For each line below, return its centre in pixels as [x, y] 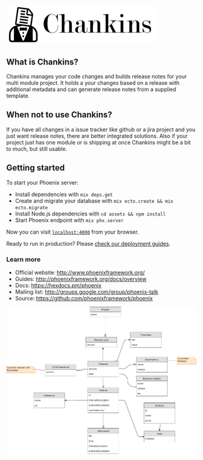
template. [18, 96]
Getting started [36, 168]
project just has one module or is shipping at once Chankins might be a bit [99, 142]
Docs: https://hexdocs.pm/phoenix [58, 285]
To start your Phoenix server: [42, 182]
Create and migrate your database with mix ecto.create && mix [94, 201]
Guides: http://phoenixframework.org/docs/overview [81, 279]
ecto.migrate [31, 208]
